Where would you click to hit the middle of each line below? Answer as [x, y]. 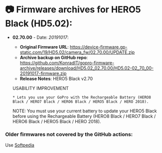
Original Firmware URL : [44, 47]
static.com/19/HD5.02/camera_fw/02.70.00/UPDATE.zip [77, 52]
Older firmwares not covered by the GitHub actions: [69, 134]
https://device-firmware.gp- [98, 47]
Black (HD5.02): [39, 24]
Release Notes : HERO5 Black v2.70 [56, 78]
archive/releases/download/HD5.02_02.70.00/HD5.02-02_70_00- [86, 68]
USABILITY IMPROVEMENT [40, 88]
